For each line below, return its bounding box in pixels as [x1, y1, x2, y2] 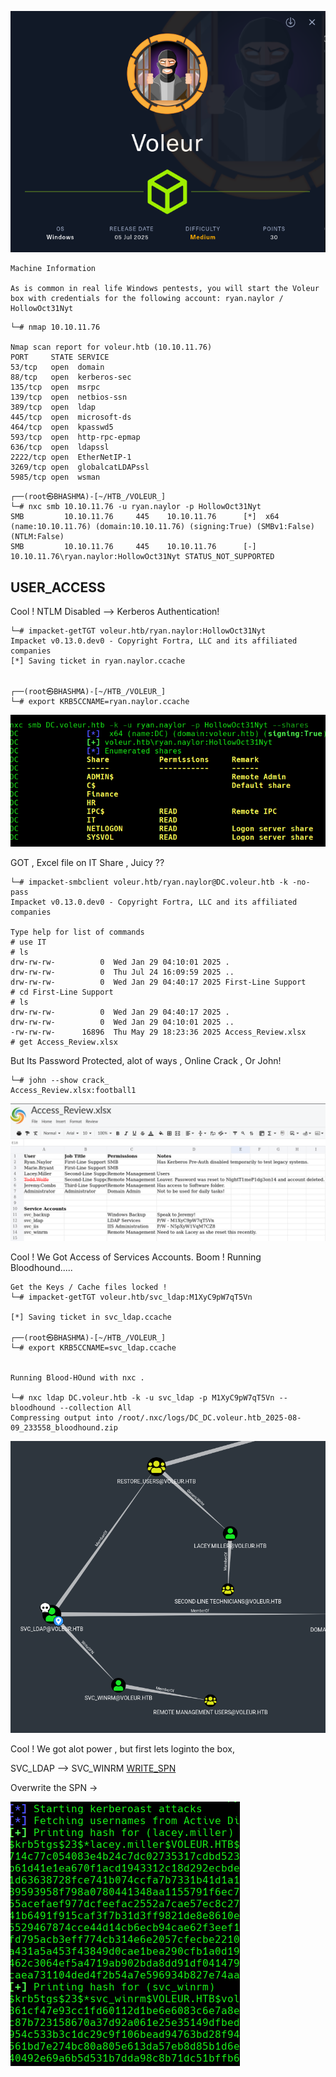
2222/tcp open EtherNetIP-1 [10, 452, 132, 463]
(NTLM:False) [10, 532, 65, 542]
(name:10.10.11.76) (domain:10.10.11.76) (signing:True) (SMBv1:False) [10, 522, 315, 532]
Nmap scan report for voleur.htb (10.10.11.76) [10, 342, 213, 353]
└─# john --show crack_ [10, 1075, 110, 1085]
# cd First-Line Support [10, 987, 114, 997]
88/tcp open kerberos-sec [10, 372, 132, 383]
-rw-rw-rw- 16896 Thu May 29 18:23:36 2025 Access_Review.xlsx [10, 1027, 307, 1037]
